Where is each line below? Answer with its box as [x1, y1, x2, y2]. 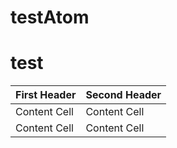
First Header [15, 88, 77, 102]
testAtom [10, 6, 90, 29]
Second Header [85, 88, 162, 102]
